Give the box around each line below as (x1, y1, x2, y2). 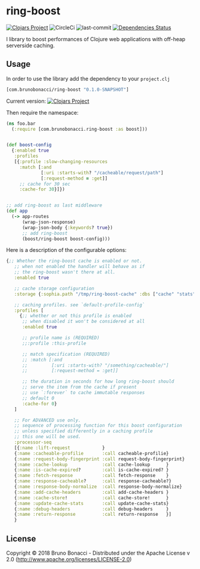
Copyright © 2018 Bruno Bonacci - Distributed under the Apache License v (6, 549, 190, 556)
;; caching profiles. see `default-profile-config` (14, 302, 145, 308)
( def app (6, 208, 28, 214)
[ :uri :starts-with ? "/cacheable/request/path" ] (40, 170, 164, 176)
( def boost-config (6, 142, 52, 148)
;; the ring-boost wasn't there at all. (14, 269, 116, 275)
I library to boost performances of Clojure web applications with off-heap (6, 35, 186, 42)
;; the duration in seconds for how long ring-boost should (21, 379, 174, 385)
